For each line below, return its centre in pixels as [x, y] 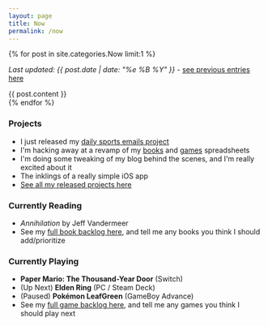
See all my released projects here [76, 184]
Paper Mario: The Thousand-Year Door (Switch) [102, 279]
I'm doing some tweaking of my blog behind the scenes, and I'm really [137, 158]
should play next [48, 314]
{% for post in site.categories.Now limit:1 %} [82, 54]
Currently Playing [44, 261]
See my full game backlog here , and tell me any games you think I [130, 305]
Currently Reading [45, 205]
